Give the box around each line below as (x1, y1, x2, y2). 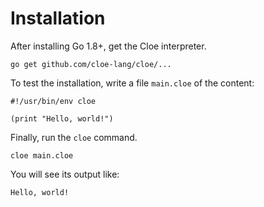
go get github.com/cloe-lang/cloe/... (10, 59, 172, 69)
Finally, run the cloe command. (10, 131, 138, 143)
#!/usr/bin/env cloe (10, 96, 97, 106)
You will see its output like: (10, 168, 120, 180)
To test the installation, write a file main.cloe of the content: (10, 77, 255, 89)
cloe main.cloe (10, 150, 74, 161)
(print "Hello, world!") (10, 113, 114, 124)
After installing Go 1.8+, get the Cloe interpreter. (10, 40, 207, 52)
